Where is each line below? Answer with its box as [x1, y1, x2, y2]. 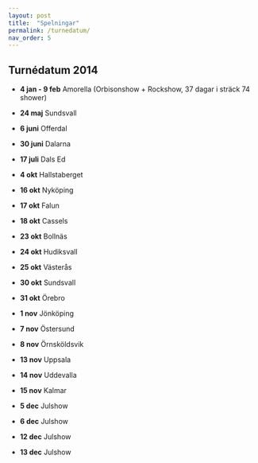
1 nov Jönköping [19, 309, 74, 318]
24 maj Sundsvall [19, 108, 77, 118]
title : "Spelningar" [8, 19, 80, 27]
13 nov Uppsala [19, 355, 71, 364]
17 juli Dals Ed [19, 154, 66, 164]
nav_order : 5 [8, 33, 52, 42]
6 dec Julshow [19, 417, 69, 426]
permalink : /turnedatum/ [8, 26, 90, 34]
